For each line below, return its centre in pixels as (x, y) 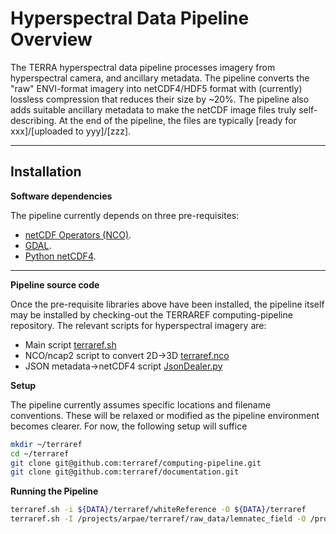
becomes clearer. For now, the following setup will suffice (129, 426)
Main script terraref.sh (70, 344)
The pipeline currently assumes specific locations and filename (141, 404)
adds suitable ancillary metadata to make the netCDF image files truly (153, 109)
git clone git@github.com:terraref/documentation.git (125, 472)
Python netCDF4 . (60, 256)
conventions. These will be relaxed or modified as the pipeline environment (165, 415)
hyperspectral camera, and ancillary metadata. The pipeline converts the (160, 78)
